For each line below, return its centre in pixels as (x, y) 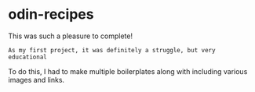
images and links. (36, 80)
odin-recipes (51, 14)
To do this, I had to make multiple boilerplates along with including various (128, 71)
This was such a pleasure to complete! (71, 36)
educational (27, 57)
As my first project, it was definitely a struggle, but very (112, 50)
